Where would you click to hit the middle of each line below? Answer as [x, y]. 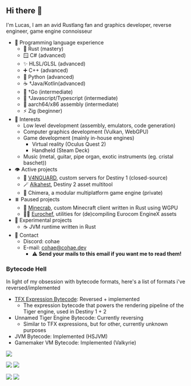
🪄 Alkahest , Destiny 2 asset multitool [68, 184]
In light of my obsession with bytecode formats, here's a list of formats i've [95, 282]
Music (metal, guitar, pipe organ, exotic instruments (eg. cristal [98, 156]
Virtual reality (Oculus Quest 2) [69, 144]
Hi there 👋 [24, 11]
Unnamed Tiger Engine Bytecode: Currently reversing [79, 318]
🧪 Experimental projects [43, 220]
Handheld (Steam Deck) [61, 150]
